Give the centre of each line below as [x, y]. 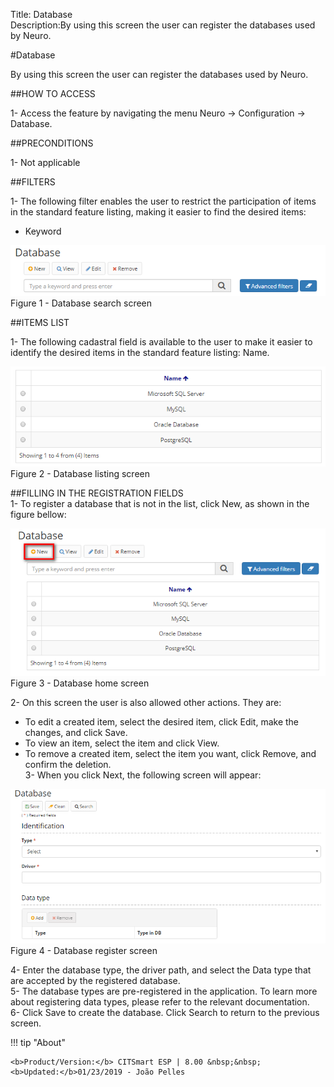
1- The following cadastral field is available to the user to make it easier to [161, 341]
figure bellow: [38, 514]
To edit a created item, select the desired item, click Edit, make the [162, 722]
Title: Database [41, 14]
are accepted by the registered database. [95, 980]
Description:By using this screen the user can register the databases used [163, 25]
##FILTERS [33, 182]
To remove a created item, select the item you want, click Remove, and [170, 753]
